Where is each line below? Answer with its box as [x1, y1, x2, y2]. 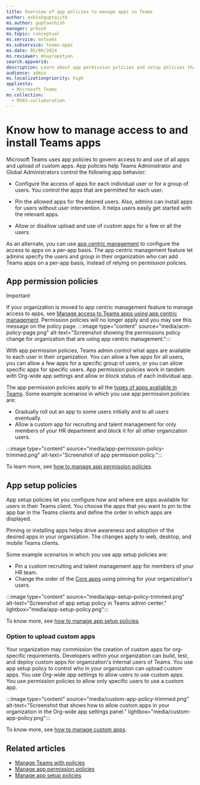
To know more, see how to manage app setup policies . [6, 617, 140, 624]
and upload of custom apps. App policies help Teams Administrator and [6, 162, 182, 169]
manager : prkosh [6, 25, 46, 32]
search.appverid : [6, 59, 49, 64]
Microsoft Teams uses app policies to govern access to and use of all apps [6, 156, 190, 163]
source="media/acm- [138, 323, 192, 330]
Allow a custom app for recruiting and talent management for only [14, 421, 177, 428]
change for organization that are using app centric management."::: [6, 335, 171, 343]
